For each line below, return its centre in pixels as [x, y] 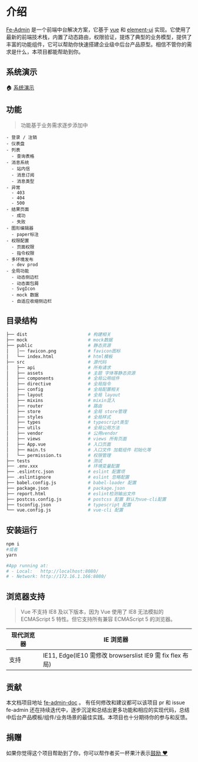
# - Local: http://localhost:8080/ [52, 571]
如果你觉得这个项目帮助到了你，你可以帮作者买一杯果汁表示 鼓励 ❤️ [87, 753]
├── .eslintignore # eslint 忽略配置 [68, 478]
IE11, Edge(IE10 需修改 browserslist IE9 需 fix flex [112, 656]
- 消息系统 [18, 162]
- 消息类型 [23, 181]
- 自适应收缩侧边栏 [32, 301]
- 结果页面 [18, 209]
